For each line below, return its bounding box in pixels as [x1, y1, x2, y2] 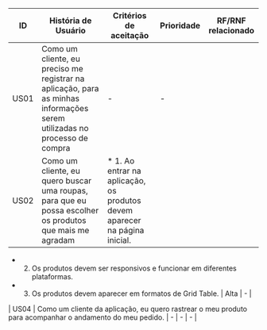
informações [41, 103, 89, 113]
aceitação [110, 30, 149, 40]
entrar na [106, 166, 141, 176]
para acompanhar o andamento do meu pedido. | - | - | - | [8, 313, 197, 322]
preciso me [41, 63, 83, 74]
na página [106, 225, 145, 236]
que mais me [41, 225, 90, 236]
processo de [41, 132, 89, 144]
